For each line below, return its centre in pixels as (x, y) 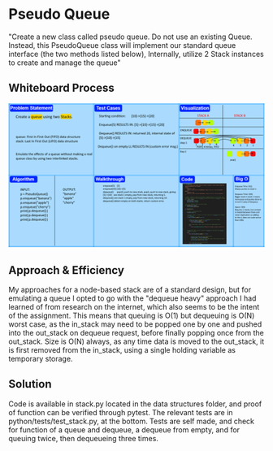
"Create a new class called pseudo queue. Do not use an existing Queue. (131, 37)
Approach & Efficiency (66, 270)
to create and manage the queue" (65, 63)
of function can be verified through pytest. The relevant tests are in (121, 412)
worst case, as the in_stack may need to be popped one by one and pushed (135, 324)
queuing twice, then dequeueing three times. (83, 438)
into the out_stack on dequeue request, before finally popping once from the (136, 333)
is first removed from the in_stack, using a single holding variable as (122, 350)
